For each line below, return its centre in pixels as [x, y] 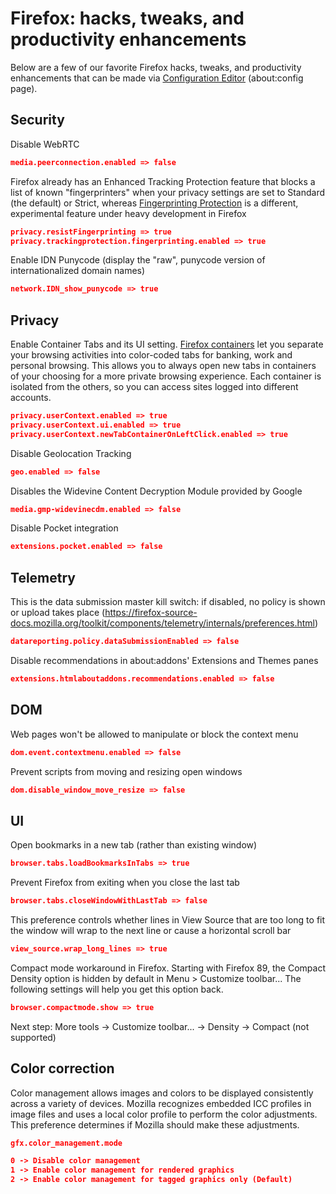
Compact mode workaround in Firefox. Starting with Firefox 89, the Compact [168, 968]
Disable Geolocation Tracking [71, 453]
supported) [33, 1037]
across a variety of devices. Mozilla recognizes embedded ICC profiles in [161, 1103]
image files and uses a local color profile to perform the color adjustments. [164, 1114]
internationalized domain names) [78, 271]
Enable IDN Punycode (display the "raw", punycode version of [138, 260]
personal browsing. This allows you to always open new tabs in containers [163, 366]
